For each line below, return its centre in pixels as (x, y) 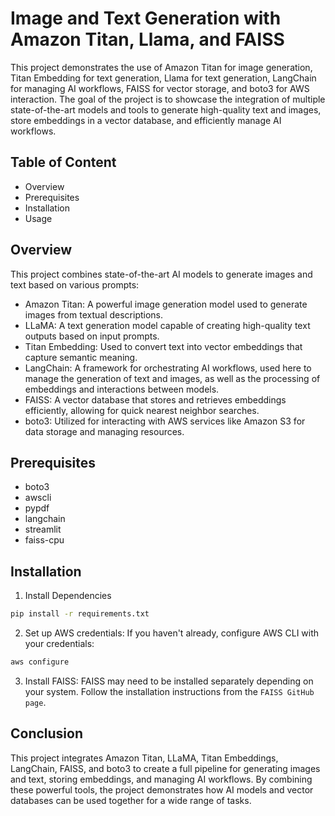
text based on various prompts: (75, 284)
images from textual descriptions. (94, 314)
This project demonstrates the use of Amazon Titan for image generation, (161, 67)
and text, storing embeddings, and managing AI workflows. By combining (161, 779)
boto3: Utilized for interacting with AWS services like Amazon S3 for (165, 421)
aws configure (40, 662)
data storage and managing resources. (104, 431)
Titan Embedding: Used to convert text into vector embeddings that (163, 346)
